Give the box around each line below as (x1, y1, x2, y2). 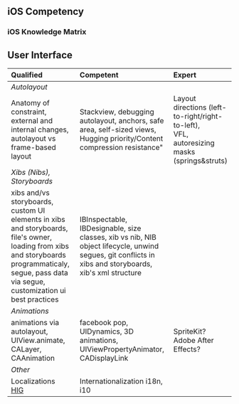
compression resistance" (79, 142, 164, 152)
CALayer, (11, 344, 42, 354)
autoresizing (173, 138, 215, 148)
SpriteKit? (173, 326, 206, 336)
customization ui (11, 286, 66, 296)
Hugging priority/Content (79, 134, 164, 144)
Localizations (11, 376, 55, 386)
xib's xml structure (79, 268, 142, 278)
